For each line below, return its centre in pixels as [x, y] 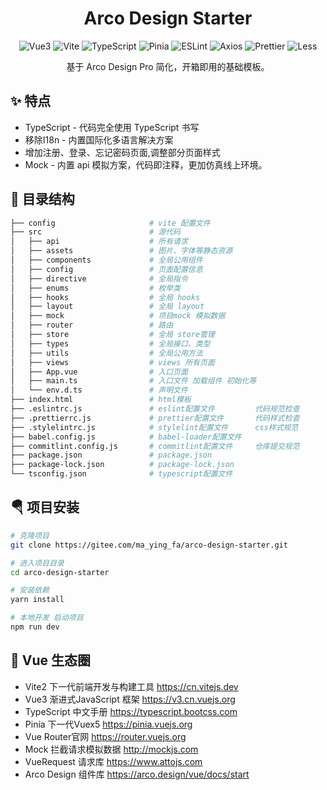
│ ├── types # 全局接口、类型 [110, 343]
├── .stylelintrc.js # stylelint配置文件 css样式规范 [154, 427]
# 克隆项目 [30, 535]
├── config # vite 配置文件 [110, 223]
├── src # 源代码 [95, 232]
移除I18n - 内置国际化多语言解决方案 [99, 139]
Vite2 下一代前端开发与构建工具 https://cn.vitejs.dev [131, 686]
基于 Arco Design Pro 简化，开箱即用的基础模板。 [168, 66]
